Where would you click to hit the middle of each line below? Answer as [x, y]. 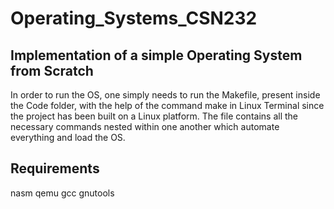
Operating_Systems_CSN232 [134, 18]
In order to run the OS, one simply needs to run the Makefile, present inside [165, 95]
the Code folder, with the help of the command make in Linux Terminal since [167, 105]
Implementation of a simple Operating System [156, 55]
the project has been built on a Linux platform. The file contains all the [154, 116]
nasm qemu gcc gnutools [62, 193]
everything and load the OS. [68, 137]
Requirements [55, 168]
